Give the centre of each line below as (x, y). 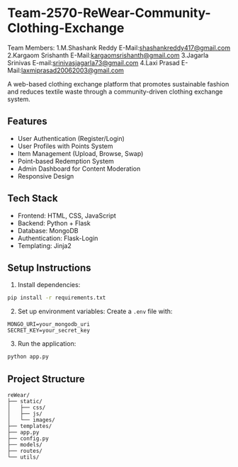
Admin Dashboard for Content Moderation (79, 169)
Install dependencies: (49, 285)
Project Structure (46, 379)
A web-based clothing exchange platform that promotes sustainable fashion (118, 84)
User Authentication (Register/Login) (71, 138)
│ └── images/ (31, 420)
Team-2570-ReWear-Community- (109, 13)
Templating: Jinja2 (45, 245)
